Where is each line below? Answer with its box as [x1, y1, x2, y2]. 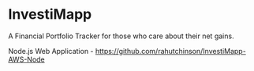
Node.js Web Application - [8, 46, 94, 55]
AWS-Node [8, 55, 45, 64]
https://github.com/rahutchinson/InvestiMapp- [95, 46, 246, 55]
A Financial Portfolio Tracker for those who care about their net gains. [8, 31, 234, 41]
